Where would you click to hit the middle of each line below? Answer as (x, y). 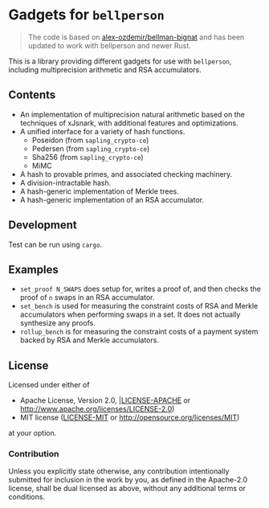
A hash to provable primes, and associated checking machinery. (126, 174)
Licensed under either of (49, 385)
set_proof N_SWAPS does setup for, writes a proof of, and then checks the (140, 289)
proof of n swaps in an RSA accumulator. (87, 297)
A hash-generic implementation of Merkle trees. (99, 191)
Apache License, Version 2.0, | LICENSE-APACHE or (105, 400)
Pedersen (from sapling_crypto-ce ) (91, 148)
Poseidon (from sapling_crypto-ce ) (90, 140)
